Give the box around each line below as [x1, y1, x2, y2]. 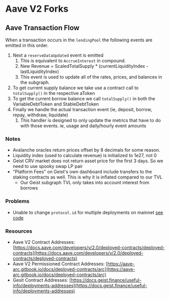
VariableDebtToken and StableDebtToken [12, 101, 99, 107]
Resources [5, 228, 33, 235]
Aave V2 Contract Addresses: [12, 239, 75, 245]
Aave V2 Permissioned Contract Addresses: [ [12, 261, 108, 267]
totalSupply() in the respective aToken [12, 90, 95, 96]
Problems [5, 197, 30, 205]
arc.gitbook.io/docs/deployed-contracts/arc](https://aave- [12, 266, 135, 272]
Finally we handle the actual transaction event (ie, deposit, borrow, [12, 107, 152, 112]
